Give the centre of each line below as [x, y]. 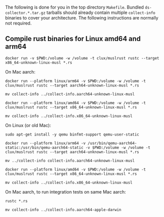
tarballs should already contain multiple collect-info [101, 12]
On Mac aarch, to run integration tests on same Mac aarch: [66, 191]
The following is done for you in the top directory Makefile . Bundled [75, 7]
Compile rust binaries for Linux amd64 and [73, 39]
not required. [18, 23]
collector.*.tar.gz [25, 13]
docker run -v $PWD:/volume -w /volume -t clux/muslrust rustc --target [82, 58]
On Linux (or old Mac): [28, 125]
